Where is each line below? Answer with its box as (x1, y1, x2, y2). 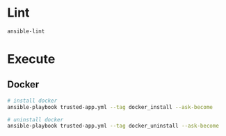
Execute (7, 51, 56, 67)
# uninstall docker (7, 116, 64, 123)
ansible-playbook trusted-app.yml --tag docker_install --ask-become (7, 103, 213, 110)
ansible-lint (7, 28, 45, 35)
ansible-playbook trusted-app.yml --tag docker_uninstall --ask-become (7, 123, 219, 130)
